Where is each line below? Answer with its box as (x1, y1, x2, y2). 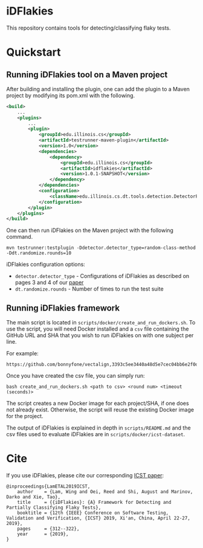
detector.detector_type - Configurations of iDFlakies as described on (14, 272, 190, 280)
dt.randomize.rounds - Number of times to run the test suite (14, 285, 164, 292)
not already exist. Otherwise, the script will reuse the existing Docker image (6, 406, 195, 413)
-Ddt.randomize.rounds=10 (6, 250, 71, 256)
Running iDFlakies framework (6, 303, 120, 313)
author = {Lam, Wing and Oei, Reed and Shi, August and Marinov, (17, 489, 193, 495)
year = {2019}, (17, 531, 69, 537)
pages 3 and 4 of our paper (14, 279, 84, 286)
